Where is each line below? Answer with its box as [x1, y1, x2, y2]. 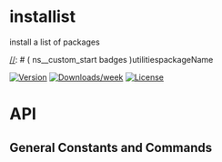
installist [9, 6, 76, 27]
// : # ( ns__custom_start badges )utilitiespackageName [9, 54, 214, 65]
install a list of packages [9, 36, 100, 47]
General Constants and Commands [9, 139, 213, 156]
